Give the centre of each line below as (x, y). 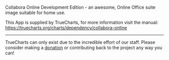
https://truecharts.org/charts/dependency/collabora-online (66, 28)
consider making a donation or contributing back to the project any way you (84, 48)
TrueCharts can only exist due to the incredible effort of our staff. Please (80, 42)
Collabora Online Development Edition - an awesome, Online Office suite (80, 7)
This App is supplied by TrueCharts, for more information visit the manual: (82, 22)
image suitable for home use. (35, 13)
